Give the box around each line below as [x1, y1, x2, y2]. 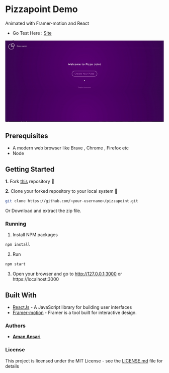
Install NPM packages [12, 232, 58, 238]
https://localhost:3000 [12, 276, 59, 282]
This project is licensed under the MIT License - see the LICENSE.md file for [5, 357, 163, 364]
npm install [5, 242, 30, 247]
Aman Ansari [12, 334, 41, 340]
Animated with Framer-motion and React [5, 20, 90, 26]
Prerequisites [5, 132, 48, 140]
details [5, 363, 19, 369]
